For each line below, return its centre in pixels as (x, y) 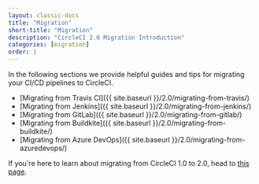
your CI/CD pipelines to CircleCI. (61, 83)
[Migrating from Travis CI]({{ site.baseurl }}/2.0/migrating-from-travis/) (135, 98)
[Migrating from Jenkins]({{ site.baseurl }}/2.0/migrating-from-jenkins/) (135, 106)
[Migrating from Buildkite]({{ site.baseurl (85, 123)
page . (18, 171)
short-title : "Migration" (50, 30)
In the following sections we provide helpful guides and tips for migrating (126, 74)
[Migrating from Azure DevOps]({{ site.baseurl (95, 140)
